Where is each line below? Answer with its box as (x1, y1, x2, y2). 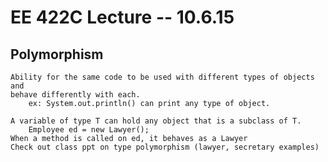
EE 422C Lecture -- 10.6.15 (10, 6, 235, 29)
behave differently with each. (10, 90, 141, 100)
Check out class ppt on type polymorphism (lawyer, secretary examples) (10, 142, 320, 152)
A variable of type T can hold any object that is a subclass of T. (10, 116, 302, 126)
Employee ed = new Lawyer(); (28, 125, 150, 135)
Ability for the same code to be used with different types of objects (10, 72, 315, 82)
